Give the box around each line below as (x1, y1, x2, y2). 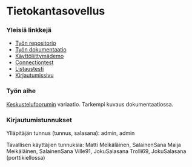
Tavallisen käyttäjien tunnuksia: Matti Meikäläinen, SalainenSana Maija (6, 141, 182, 149)
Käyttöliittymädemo (15, 53, 64, 60)
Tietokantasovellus (6, 4, 105, 18)
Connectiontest (15, 59, 54, 66)
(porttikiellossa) (6, 154, 45, 162)
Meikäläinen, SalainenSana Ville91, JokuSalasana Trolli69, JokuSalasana (6, 148, 187, 155)
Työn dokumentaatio (15, 46, 67, 53)
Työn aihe (6, 87, 36, 95)
